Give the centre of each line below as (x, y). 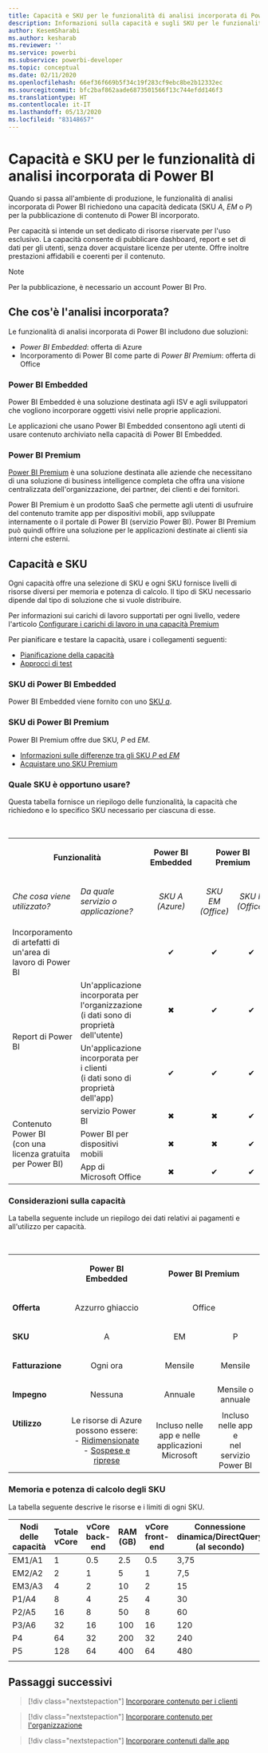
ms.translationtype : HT (48, 97)
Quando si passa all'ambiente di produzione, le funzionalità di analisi (121, 198)
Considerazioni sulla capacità (67, 1200)
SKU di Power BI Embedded (63, 684)
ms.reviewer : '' (35, 46)
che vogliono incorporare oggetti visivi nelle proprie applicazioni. (115, 410)
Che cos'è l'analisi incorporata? (89, 312)
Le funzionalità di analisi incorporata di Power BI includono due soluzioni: (128, 331)
